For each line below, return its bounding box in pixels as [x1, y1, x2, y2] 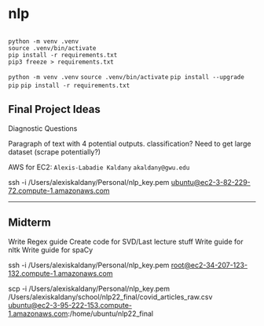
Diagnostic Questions [8, 123, 78, 133]
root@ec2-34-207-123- [170, 260, 248, 270]
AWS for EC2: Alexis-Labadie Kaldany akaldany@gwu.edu [8, 162, 190, 172]
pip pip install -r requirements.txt [8, 81, 130, 89]
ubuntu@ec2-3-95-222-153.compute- [8, 300, 132, 310]
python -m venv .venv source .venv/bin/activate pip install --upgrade [8, 73, 245, 81]
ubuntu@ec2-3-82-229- [170, 177, 251, 187]
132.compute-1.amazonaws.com [8, 268, 113, 278]
